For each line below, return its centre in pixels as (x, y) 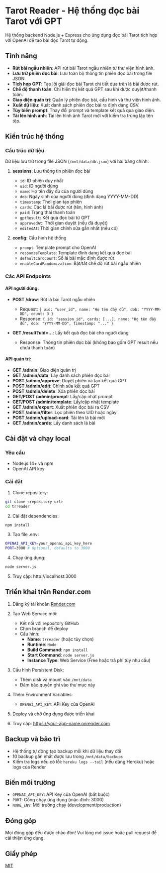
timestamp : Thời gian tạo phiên (51, 202)
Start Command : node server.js (61, 655)
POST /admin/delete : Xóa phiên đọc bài (54, 391)
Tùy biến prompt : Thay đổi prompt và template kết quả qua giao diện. (84, 110)
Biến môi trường (30, 783)
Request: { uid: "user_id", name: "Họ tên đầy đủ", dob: (80, 309)
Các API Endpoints (28, 276)
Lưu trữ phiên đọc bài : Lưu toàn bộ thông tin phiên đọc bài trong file (82, 73)
